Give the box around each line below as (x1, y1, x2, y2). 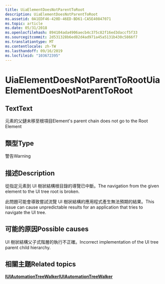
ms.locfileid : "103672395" (5, 53, 61, 58)
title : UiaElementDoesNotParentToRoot (5, 7, 85, 12)
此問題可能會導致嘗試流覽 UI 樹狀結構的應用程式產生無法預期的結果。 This (5, 199, 155, 205)
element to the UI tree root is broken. (5, 188, 80, 194)
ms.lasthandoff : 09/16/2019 (5, 48, 63, 53)
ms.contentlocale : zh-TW (5, 44, 56, 49)
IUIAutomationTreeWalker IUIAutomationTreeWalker (5, 273, 113, 279)
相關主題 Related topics (5, 260, 76, 269)
